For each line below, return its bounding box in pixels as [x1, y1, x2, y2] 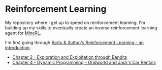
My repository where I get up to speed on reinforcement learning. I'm [5, 20, 145, 25]
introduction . [5, 45, 31, 50]
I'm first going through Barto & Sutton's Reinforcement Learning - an [5, 39, 144, 45]
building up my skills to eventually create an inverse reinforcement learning [5, 24, 158, 30]
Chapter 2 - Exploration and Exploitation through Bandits [12, 54, 127, 60]
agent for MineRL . [5, 30, 42, 36]
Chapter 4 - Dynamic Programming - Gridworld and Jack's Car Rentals [12, 59, 156, 65]
